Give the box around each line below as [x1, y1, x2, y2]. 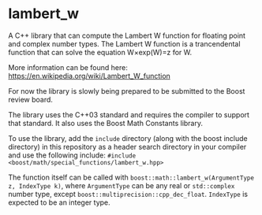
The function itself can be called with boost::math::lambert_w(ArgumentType [8, 172, 255, 182]
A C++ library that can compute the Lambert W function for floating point [8, 31, 246, 40]
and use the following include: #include [8, 150, 137, 160]
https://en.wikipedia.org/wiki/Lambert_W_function [8, 71, 171, 80]
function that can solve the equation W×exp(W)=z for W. [8, 47, 193, 57]
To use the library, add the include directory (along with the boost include [8, 133, 248, 143]
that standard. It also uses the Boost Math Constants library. [8, 118, 204, 128]
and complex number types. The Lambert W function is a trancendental [8, 39, 241, 48]
